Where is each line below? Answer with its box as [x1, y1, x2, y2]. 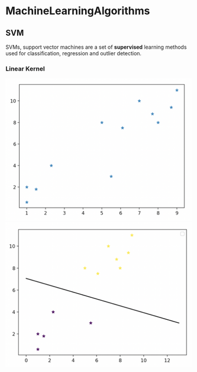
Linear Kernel [5, 64, 45, 72]
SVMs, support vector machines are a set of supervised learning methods [5, 43, 187, 50]
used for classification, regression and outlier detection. [5, 50, 142, 57]
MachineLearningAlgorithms [5, 4, 150, 18]
